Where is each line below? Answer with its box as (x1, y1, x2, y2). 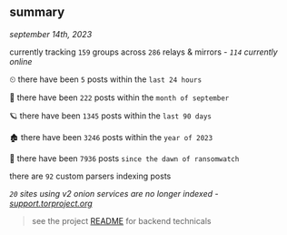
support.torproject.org (9, 198, 93, 209)
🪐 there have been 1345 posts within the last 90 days (9, 110, 212, 121)
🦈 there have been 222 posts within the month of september (9, 92, 230, 103)
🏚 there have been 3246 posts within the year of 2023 (9, 131, 213, 142)
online (9, 56, 33, 66)
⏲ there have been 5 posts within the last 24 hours (9, 74, 203, 85)
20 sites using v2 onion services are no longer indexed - (9, 188, 219, 199)
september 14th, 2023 (9, 28, 93, 39)
